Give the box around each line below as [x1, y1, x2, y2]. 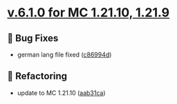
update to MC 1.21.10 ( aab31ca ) [17, 88, 106, 97]
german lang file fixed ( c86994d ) [17, 50, 112, 59]
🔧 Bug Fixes [7, 32, 59, 44]
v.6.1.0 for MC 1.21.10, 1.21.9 [7, 5, 170, 21]
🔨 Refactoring [7, 70, 68, 82]
